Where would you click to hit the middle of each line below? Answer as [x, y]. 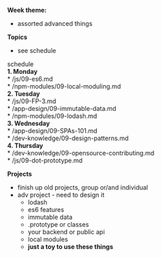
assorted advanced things [55, 23]
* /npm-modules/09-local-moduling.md [64, 86]
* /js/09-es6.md [30, 79]
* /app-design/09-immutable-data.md [62, 108]
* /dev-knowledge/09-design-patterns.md [68, 138]
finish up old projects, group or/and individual [83, 187]
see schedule [37, 51]
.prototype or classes [58, 225]
